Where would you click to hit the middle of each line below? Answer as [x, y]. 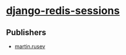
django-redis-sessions [63, 11]
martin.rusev [30, 46]
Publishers [26, 32]
